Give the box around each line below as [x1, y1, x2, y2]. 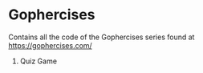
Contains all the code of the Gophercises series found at [8, 32, 195, 42]
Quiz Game [19, 56, 58, 66]
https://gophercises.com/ [8, 40, 92, 50]
